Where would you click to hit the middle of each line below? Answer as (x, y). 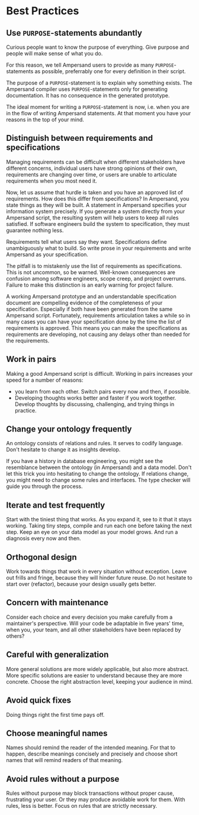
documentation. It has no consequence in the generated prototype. (88, 95)
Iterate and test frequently (56, 505)
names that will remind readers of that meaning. (65, 760)
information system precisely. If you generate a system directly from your (96, 211)
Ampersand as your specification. (47, 254)
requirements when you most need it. (52, 181)
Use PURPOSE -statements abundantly (74, 33)
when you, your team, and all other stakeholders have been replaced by (94, 630)
